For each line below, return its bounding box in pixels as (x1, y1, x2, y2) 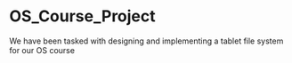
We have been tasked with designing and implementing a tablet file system (9, 35, 284, 46)
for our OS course (9, 44, 76, 55)
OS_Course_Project (9, 6, 156, 27)
